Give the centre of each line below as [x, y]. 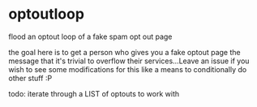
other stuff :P [30, 78]
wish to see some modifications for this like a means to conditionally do [128, 69]
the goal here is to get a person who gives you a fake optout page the [124, 52]
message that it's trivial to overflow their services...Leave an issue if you [129, 61]
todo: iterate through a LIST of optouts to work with [94, 93]
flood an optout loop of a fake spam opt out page [90, 36]
